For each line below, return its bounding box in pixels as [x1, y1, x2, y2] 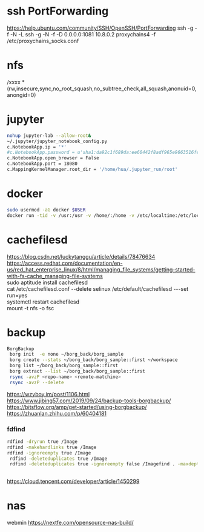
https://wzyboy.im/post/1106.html [7, 390, 90, 397]
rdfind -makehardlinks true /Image [7, 444, 97, 450]
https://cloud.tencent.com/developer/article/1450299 [7, 477, 140, 485]
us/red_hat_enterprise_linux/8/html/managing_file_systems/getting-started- [7, 265, 196, 273]
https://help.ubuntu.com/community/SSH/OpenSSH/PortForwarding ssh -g [7, 24, 194, 32]
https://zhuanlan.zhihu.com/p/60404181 [7, 410, 107, 417]
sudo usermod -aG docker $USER [7, 207, 86, 213]
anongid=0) [7, 91, 36, 98]
